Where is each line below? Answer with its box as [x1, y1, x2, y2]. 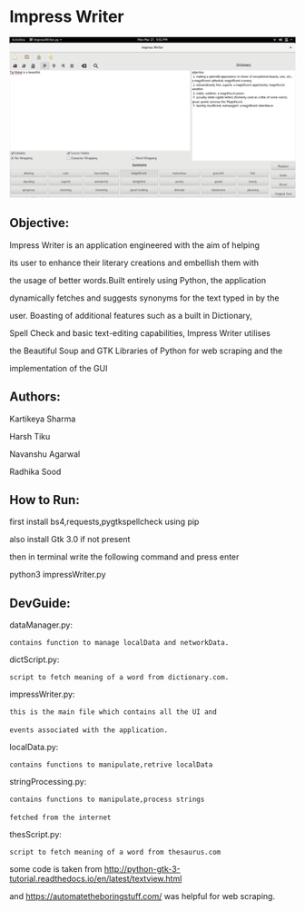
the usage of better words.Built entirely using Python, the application [9, 274, 266, 285]
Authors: [9, 389, 61, 405]
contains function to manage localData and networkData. [9, 639, 230, 648]
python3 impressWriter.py [9, 569, 106, 580]
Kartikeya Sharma [9, 413, 76, 424]
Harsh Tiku [9, 431, 51, 441]
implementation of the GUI [9, 362, 108, 373]
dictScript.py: [9, 654, 60, 665]
